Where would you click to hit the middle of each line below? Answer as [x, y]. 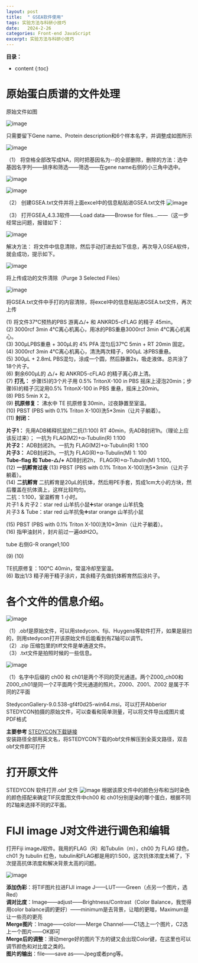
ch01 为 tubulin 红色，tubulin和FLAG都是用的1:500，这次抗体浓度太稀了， [95, 855]
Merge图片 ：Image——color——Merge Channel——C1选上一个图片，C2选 [97, 924]
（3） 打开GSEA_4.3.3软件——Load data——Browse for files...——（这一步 [98, 215]
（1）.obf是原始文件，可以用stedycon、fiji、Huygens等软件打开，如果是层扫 [99, 631]
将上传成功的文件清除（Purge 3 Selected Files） [64, 278]
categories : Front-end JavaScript [49, 34]
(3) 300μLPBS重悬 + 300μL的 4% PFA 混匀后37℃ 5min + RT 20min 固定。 [97, 344]
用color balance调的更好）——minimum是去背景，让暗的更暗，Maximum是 [98, 909]
